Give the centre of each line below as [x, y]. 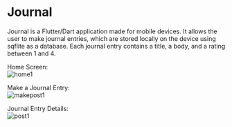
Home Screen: [28, 67]
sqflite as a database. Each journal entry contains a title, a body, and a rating [116, 46]
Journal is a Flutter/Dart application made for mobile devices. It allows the [113, 31]
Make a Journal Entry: [39, 87]
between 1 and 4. [32, 53]
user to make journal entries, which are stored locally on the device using [111, 38]
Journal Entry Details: [38, 108]
